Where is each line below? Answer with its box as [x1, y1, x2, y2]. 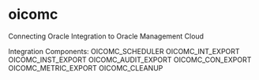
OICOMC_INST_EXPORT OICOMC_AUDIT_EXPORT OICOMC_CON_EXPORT [8, 55, 252, 64]
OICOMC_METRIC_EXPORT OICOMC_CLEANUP [8, 63, 163, 72]
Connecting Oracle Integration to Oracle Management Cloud [8, 31, 204, 41]
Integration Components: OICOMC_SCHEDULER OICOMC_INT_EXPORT [8, 46, 240, 56]
